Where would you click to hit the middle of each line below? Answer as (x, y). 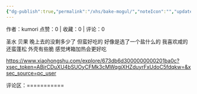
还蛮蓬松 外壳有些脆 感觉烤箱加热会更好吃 (56, 49)
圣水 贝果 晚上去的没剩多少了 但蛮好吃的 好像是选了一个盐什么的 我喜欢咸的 (97, 41)
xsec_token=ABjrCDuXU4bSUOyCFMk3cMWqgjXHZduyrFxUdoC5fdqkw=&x (98, 67)
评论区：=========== (35, 85)
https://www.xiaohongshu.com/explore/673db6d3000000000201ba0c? (93, 61)
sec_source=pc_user (31, 73)
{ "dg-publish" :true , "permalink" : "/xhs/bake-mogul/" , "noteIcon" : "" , (90, 11)
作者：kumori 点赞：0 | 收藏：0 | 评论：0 (55, 29)
